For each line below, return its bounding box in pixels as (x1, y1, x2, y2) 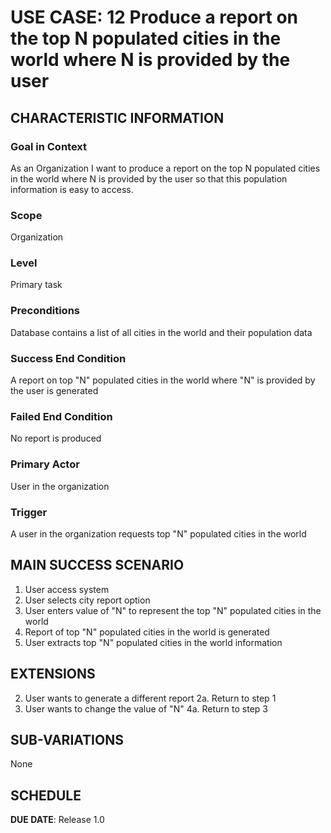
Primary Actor (10, 457, 80, 471)
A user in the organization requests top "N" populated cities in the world (10, 527, 307, 540)
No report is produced (10, 432, 102, 445)
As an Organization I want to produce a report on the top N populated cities (10, 162, 321, 174)
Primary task (10, 279, 63, 291)
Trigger (10, 505, 48, 519)
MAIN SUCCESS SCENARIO (10, 557, 185, 574)
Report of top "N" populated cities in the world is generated (24, 626, 270, 638)
